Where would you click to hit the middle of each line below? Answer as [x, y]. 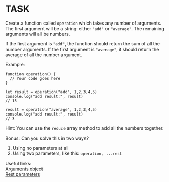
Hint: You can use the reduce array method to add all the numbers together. [84, 128]
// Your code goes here [35, 78]
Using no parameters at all [40, 148]
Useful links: [18, 163]
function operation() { [31, 74]
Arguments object [24, 169]
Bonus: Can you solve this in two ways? [47, 138]
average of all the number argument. [44, 55]
